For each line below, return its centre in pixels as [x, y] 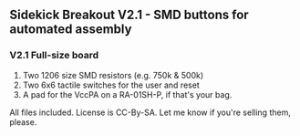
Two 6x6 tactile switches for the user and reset [111, 85]
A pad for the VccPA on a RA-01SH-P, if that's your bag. [127, 94]
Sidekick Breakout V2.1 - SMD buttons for [129, 15]
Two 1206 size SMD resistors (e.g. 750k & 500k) [113, 75]
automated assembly [71, 30]
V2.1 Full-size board [54, 56]
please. [23, 121]
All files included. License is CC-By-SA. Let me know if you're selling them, [150, 112]
